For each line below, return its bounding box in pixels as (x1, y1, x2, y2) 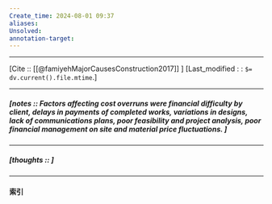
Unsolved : (9, 27, 43, 35)
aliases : (9, 19, 39, 27)
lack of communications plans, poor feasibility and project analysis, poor (9, 115, 262, 125)
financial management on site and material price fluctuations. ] (9, 124, 228, 134)
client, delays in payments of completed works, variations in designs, (9, 106, 249, 117)
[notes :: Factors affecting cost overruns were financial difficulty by (9, 98, 243, 108)
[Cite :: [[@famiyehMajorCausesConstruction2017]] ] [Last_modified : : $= (9, 64, 253, 73)
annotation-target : (9, 34, 75, 43)
